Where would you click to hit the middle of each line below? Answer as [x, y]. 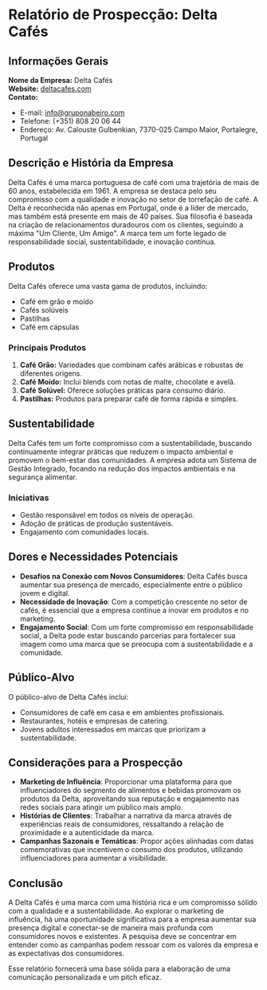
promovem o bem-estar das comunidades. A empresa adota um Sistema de [133, 460]
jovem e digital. [45, 593]
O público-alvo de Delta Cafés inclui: [69, 696]
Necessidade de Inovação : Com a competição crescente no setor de [134, 601]
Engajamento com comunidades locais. [84, 532]
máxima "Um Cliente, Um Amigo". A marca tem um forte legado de [118, 233]
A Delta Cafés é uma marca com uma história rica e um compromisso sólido [133, 902]
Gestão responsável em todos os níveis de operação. [107, 515]
